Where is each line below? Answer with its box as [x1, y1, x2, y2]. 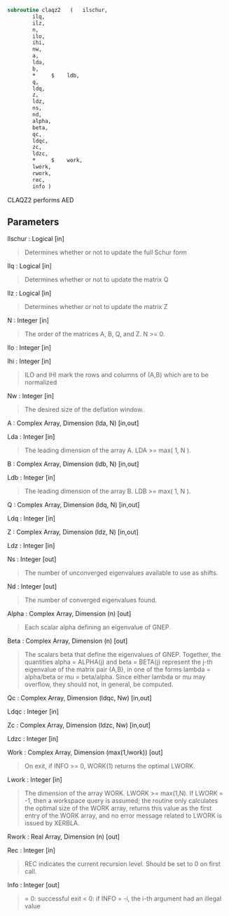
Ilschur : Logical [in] [7, 235, 64, 243]
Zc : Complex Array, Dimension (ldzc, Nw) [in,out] [7, 721, 151, 730]
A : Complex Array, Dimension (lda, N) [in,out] [7, 419, 139, 428]
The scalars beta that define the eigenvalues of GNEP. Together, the [24, 650, 221, 659]
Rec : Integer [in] [7, 846, 56, 855]
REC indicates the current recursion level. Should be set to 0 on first [24, 860, 221, 868]
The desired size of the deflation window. [24, 405, 144, 414]
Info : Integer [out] [7, 881, 60, 889]
